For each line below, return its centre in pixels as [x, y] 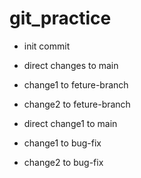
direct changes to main [71, 65]
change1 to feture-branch [76, 84]
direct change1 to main [70, 123]
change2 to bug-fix [63, 162]
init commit [47, 46]
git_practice [60, 18]
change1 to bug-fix [62, 143]
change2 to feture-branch [77, 104]
